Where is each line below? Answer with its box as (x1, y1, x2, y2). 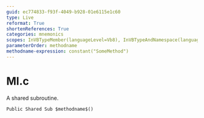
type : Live (6, 15, 34, 21)
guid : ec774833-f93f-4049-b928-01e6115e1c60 (6, 8, 121, 15)
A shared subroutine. (6, 94, 59, 102)
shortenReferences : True (6, 25, 69, 32)
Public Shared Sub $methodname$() (6, 106, 94, 112)
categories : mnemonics (6, 31, 64, 38)
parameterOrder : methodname (6, 43, 78, 49)
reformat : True (6, 20, 45, 26)
